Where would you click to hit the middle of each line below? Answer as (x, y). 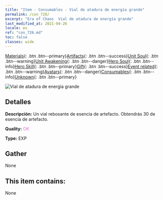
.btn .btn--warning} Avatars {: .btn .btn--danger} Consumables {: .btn (73, 72)
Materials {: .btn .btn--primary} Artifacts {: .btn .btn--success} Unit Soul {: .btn (82, 56)
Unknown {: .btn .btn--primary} (46, 77)
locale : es (16, 28)
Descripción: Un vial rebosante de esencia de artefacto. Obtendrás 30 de (80, 114)
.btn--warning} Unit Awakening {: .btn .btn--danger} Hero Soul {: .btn (73, 61)
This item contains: (35, 181)
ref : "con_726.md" (24, 33)
